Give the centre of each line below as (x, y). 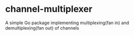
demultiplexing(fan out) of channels (42, 28)
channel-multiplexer (49, 9)
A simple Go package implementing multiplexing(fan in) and (67, 23)
